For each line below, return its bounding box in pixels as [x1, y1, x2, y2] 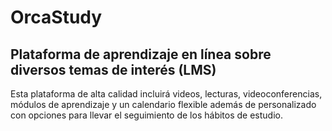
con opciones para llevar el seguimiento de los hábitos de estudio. [10, 109, 283, 121]
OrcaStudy [10, 6, 103, 29]
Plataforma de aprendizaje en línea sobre [10, 46, 272, 63]
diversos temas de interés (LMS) [10, 61, 217, 78]
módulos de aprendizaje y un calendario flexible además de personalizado [10, 99, 317, 110]
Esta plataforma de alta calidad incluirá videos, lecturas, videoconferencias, [10, 88, 323, 100]
